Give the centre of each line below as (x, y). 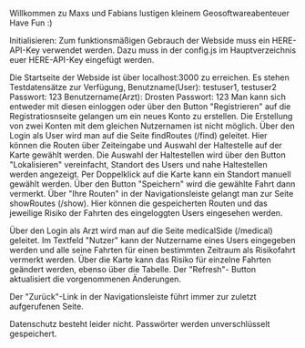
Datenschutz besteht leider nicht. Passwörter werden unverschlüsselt (140, 324)
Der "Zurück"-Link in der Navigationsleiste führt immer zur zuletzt (133, 297)
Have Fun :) (31, 23)
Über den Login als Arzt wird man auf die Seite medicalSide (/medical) (141, 230)
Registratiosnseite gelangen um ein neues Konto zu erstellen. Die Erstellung (151, 116)
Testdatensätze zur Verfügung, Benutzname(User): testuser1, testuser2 (143, 87)
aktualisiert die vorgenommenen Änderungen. (96, 279)
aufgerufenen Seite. (46, 306)
